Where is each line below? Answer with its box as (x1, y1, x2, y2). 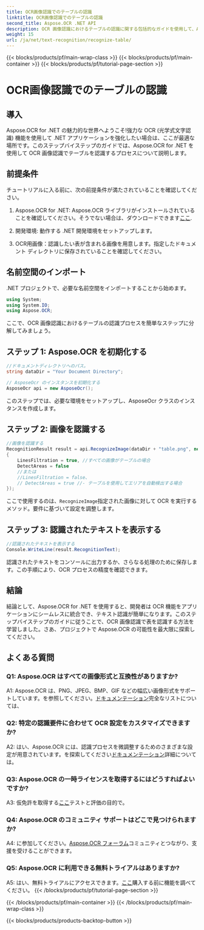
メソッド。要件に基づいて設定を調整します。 (6, 505, 117, 512)
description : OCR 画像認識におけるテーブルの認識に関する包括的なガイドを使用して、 (6, 25, 197, 32)
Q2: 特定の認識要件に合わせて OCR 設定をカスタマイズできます (6, 719, 191, 727)
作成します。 (27, 404, 59, 412)
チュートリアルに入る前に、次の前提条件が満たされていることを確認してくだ (6, 186, 197, 193)
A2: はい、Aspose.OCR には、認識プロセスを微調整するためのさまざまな (6, 743, 188, 750)
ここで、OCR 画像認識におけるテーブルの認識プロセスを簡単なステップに (6, 319, 189, 327)
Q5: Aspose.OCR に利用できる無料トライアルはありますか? (6, 864, 180, 872)
